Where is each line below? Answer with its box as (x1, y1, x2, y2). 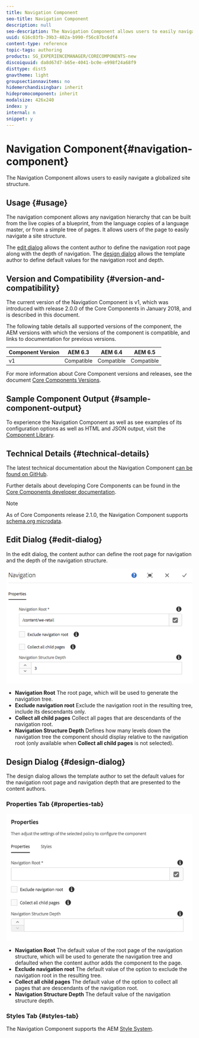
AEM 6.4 (100, 349, 123, 356)
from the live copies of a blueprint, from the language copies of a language (6, 220, 189, 227)
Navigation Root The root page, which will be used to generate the (14, 689, 178, 697)
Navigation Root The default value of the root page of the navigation (14, 947, 182, 954)
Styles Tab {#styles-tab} (6, 1012, 79, 1020)
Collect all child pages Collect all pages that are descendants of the (14, 714, 182, 721)
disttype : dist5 (6, 66, 46, 72)
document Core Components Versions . (6, 376, 101, 384)
